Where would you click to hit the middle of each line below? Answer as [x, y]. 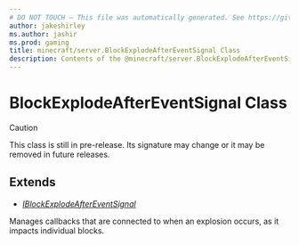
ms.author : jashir [43, 34]
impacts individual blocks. [57, 230]
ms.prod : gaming [39, 42]
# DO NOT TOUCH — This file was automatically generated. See [127, 17]
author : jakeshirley [48, 26]
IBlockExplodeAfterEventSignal [79, 204]
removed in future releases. [60, 154]
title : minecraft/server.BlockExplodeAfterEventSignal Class [125, 51]
